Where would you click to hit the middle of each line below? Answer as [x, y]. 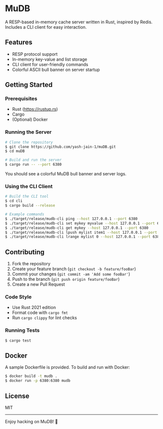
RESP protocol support [35, 54]
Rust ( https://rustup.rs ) [35, 109]
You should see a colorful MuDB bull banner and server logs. [66, 174]
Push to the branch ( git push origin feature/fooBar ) [66, 279]
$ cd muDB [15, 151]
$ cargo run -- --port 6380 [33, 165]
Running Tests [22, 330]
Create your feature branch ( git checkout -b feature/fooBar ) [74, 269]
